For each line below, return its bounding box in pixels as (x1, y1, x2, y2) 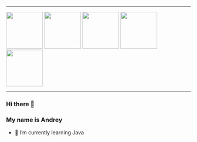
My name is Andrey (6, 116, 63, 124)
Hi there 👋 (6, 100, 35, 108)
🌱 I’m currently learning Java (14, 129, 84, 136)
